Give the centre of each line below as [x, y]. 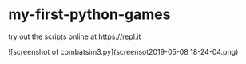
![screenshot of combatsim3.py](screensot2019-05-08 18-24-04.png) [123, 51]
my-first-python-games [89, 15]
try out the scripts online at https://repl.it [75, 36]
